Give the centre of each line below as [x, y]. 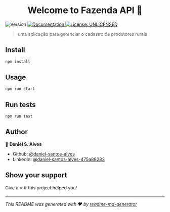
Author [16, 132]
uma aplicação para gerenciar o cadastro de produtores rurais [82, 34]
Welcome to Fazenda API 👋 [85, 10]
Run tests [20, 105]
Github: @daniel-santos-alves [44, 154]
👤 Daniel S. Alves [24, 144]
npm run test [19, 116]
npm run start [20, 89]
